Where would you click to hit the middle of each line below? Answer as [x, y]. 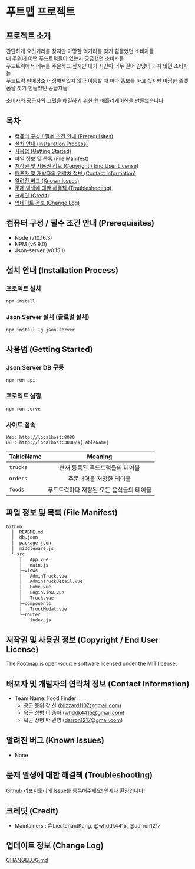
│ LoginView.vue [42, 593]
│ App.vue [34, 559]
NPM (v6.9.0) [31, 244]
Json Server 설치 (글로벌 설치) [48, 317]
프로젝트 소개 [29, 36]
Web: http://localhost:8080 [41, 437]
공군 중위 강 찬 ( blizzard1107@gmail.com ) [72, 705]
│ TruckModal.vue [43, 609]
